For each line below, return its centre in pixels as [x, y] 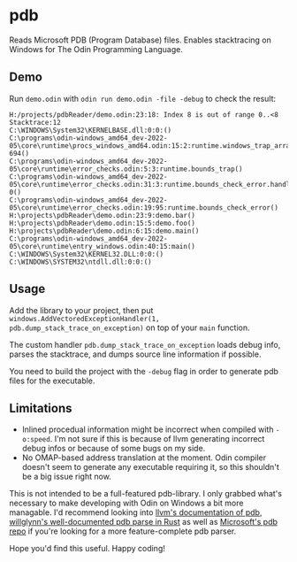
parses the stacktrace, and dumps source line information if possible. [135, 354]
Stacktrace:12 [35, 122]
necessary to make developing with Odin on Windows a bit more [126, 503]
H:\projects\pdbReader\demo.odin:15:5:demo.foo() [103, 223]
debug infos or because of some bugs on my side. [114, 449]
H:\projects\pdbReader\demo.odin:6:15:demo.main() [104, 231]
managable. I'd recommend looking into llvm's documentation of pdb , [136, 512]
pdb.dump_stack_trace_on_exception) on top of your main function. [129, 327]
